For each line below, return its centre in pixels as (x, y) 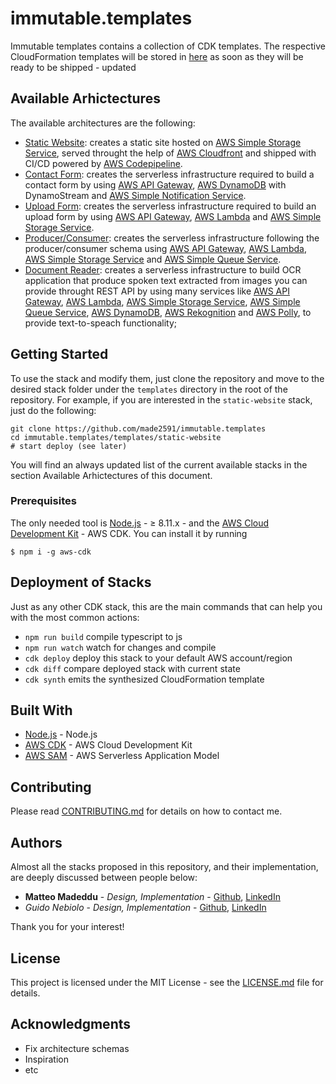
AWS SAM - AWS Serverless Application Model (122, 756)
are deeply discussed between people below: (104, 878)
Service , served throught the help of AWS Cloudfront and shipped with (170, 153)
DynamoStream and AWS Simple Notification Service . (135, 195)
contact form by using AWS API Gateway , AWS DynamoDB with (155, 184)
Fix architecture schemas (77, 1048)
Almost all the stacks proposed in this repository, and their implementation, (164, 867)
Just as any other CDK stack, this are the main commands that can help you (166, 606)
